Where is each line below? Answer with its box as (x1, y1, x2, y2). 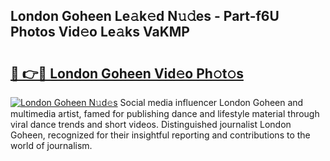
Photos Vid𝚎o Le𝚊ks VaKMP (10, 24, 190, 41)
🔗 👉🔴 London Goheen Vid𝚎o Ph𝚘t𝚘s (10, 65, 244, 82)
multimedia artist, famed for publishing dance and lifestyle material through (10, 108, 320, 119)
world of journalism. (10, 140, 93, 151)
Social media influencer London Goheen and (119, 97, 304, 108)
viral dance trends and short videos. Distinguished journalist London (10, 119, 292, 130)
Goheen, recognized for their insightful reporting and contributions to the (10, 129, 311, 141)
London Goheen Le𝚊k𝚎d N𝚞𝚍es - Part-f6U (10, 8, 280, 25)
